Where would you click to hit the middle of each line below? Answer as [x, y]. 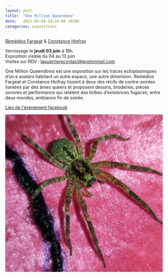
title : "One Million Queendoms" [40, 16]
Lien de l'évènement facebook [36, 107]
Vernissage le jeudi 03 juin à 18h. [39, 51]
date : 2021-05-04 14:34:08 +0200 [42, 21]
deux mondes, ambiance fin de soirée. [44, 98]
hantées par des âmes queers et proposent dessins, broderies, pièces [77, 87]
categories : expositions [31, 26]
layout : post [19, 10]
